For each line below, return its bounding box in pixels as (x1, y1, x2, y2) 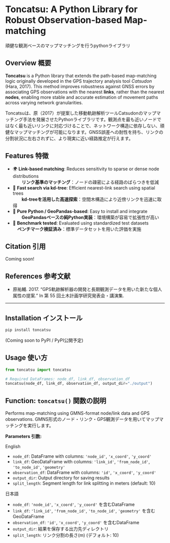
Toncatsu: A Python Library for (5, 4, 138, 15)
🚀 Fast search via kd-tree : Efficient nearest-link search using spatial (12, 185, 155, 191)
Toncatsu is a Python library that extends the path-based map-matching (5, 73, 157, 79)
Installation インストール (5, 313, 83, 322)
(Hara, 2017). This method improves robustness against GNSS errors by (5, 83, 155, 89)
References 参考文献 (5, 272, 71, 280)
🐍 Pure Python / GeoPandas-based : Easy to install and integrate (12, 208, 148, 214)
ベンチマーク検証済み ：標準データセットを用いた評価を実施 (17, 226, 142, 232)
